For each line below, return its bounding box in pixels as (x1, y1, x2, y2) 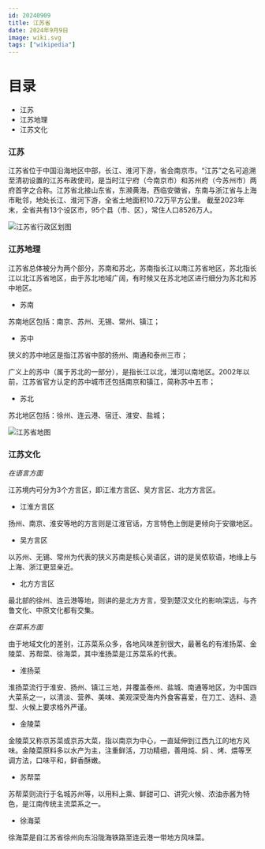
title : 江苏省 (8, 19, 51, 27)
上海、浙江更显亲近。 (8, 562, 77, 571)
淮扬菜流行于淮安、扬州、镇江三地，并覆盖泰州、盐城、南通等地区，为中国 (8, 682, 250, 692)
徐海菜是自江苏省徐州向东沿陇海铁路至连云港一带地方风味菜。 (8, 832, 209, 842)
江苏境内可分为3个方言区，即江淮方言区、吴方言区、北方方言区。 (8, 485, 220, 494)
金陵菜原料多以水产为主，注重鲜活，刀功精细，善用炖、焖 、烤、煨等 (21, 746, 245, 755)
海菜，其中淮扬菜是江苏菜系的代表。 (62, 648, 181, 658)
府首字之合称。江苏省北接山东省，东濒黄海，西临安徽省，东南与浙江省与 (8, 186, 243, 195)
